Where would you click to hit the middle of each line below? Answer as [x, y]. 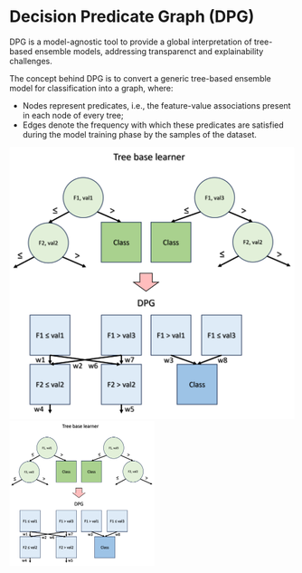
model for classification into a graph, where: [91, 88]
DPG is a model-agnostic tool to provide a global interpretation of [131, 42]
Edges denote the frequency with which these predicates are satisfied [153, 125]
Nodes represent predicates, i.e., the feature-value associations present [156, 105]
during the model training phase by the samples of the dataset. [140, 134]
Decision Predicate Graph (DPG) [132, 17]
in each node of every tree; [73, 115]
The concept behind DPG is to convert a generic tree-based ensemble [140, 78]
